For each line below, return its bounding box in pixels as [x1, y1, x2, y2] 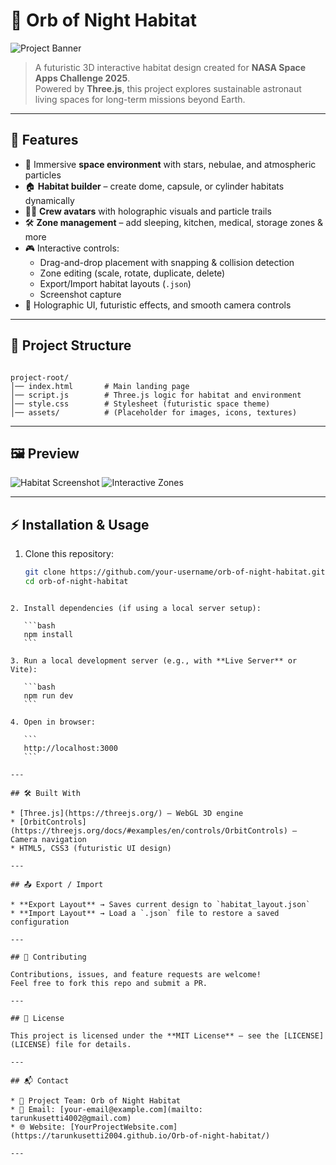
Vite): [10, 664, 38, 674]
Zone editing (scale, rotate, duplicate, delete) [39, 267, 226, 279]
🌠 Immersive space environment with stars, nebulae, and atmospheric [24, 158, 317, 170]
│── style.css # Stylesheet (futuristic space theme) [10, 399, 271, 409]
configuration [10, 917, 70, 927]
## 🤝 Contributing [10, 952, 87, 962]
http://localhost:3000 [23, 743, 118, 753]
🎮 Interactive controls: [24, 242, 120, 254]
